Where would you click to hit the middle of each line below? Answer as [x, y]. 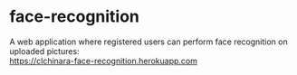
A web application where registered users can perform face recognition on [148, 42]
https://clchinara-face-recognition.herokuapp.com [103, 61]
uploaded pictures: [44, 51]
